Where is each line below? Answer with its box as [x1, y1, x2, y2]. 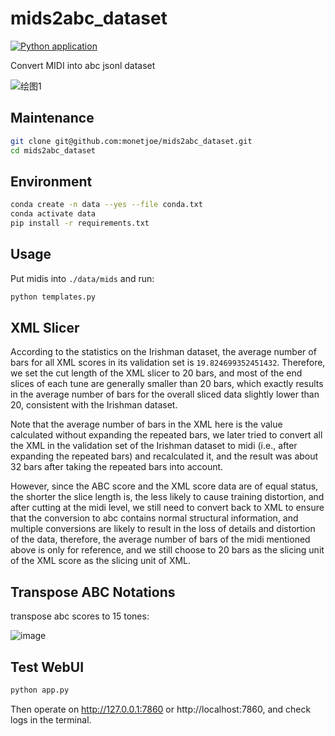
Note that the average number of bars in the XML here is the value [10, 418, 283, 431]
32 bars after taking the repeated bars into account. [10, 461, 224, 473]
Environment [10, 173, 93, 190]
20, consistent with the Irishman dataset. [10, 399, 178, 411]
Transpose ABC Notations [10, 583, 176, 601]
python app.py [10, 685, 70, 696]
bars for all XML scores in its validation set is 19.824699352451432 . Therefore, [10, 357, 326, 369]
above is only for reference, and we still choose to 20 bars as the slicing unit [10, 544, 325, 556]
